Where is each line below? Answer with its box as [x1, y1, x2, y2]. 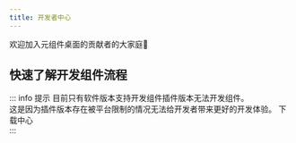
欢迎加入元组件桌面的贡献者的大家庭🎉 [9, 38, 149, 49]
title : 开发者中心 [9, 13, 72, 22]
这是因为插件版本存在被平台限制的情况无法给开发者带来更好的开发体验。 [9, 104, 276, 114]
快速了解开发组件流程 [9, 68, 127, 83]
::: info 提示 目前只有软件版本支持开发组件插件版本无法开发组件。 [9, 93, 249, 104]
